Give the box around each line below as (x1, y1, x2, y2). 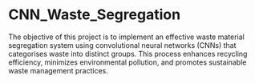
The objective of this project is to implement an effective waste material (8, 32, 245, 41)
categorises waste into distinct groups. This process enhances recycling (8, 49, 248, 58)
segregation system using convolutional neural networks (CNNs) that (8, 40, 237, 49)
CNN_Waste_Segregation (8, 6, 181, 24)
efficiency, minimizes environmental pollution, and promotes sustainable (8, 57, 247, 67)
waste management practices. (8, 65, 108, 75)
